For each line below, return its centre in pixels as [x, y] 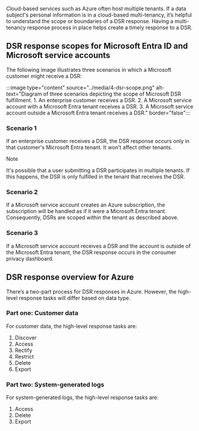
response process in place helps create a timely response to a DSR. [110, 27]
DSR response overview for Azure [70, 278]
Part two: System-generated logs [55, 384]
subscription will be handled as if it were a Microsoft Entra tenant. [86, 211]
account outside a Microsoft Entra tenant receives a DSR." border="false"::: [98, 113]
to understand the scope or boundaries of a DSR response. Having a [90, 21]
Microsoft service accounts [58, 56]
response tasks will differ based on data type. [75, 298]
